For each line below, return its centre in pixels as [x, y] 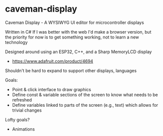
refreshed [22, 100]
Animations [23, 129]
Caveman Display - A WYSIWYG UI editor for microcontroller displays [75, 22]
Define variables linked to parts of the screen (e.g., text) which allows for [85, 105]
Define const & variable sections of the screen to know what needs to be [85, 95]
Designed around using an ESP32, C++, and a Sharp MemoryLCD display [79, 52]
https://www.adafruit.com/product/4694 [53, 61]
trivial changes [27, 110]
